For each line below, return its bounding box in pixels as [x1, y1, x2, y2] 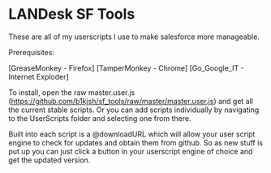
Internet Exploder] [8, 71, 69, 81]
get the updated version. [8, 155, 91, 165]
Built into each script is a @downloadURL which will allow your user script [8, 129, 256, 139]
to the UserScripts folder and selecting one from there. [8, 113, 191, 123]
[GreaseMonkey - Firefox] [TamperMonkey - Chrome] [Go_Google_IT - [8, 63, 245, 73]
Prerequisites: [8, 47, 55, 57]
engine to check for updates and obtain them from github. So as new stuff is [8, 137, 264, 147]
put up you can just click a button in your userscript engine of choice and [8, 146, 253, 156]
